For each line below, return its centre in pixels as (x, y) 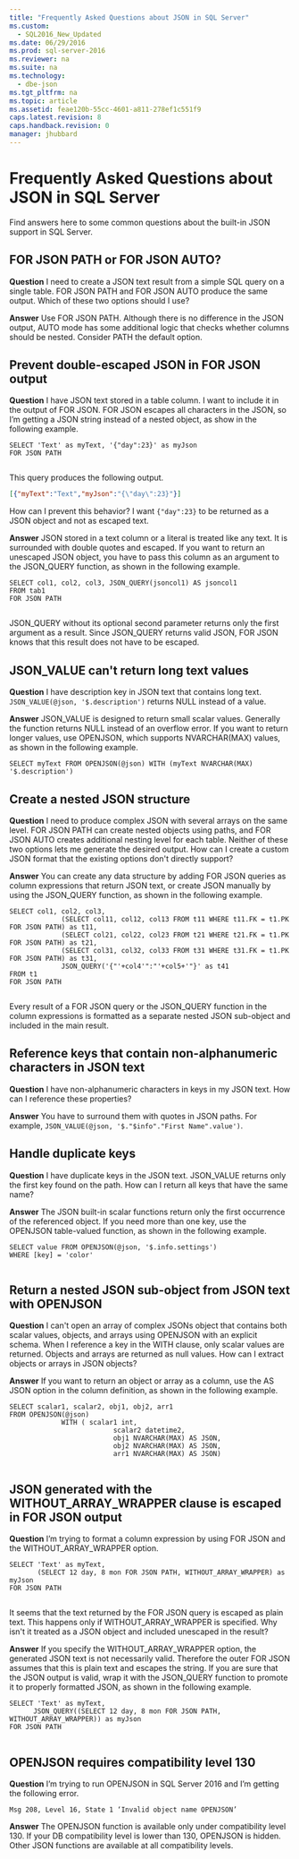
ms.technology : (37, 76)
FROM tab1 (28, 591)
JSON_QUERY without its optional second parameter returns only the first (144, 623)
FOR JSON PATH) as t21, (54, 942)
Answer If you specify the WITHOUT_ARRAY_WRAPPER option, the (133, 1649)
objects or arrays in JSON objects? (73, 1364)
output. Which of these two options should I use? (100, 300)
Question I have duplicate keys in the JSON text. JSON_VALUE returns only (148, 1175)
